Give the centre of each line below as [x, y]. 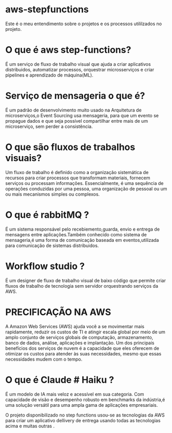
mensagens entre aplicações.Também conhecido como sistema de [76, 234]
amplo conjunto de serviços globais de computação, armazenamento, [79, 337]
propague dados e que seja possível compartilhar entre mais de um [77, 121]
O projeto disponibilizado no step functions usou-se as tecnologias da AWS [85, 415]
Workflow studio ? [45, 266]
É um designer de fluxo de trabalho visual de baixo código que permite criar [85, 280]
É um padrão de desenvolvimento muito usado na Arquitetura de [74, 110]
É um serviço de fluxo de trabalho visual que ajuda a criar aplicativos [78, 64]
